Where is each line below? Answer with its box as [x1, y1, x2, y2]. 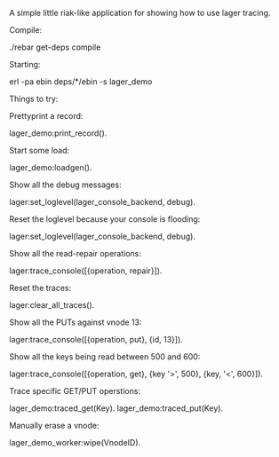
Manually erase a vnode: [9, 421, 100, 430]
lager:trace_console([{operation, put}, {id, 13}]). [9, 335, 184, 344]
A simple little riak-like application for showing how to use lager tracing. [9, 8, 271, 18]
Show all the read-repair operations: [9, 248, 142, 258]
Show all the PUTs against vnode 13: [9, 317, 142, 327]
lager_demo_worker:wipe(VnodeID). [9, 437, 141, 447]
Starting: [9, 59, 41, 69]
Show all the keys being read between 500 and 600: [9, 351, 201, 362]
